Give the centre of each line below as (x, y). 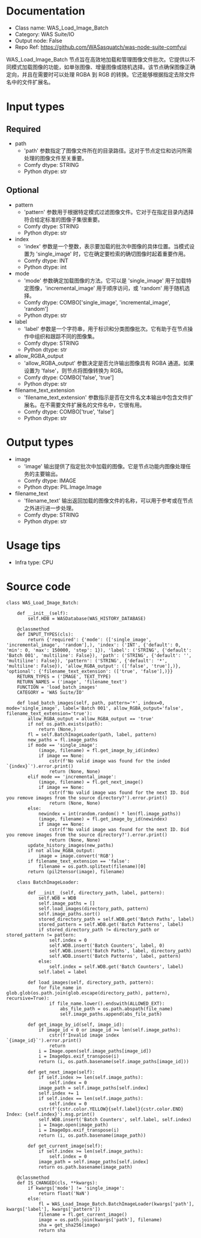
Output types (40, 442)
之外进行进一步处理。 (50, 508)
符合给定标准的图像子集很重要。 (63, 219)
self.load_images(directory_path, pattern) (93, 908)
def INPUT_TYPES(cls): (45, 634)
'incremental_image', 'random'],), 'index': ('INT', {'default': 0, (94, 645)
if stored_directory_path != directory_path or (99, 929)
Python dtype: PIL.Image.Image (63, 487)
